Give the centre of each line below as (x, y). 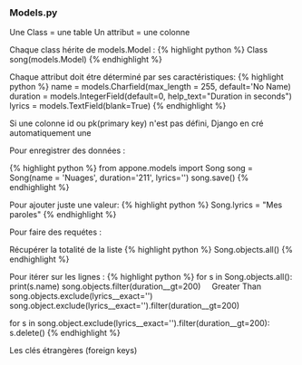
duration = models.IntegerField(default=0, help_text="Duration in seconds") (151, 96)
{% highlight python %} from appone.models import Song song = (132, 168)
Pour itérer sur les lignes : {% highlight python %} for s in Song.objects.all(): (151, 277)
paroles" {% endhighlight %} (63, 215)
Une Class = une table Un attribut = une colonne (100, 33)
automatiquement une (51, 133)
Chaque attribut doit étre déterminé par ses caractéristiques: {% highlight (146, 77)
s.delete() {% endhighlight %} (65, 333)
